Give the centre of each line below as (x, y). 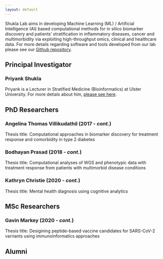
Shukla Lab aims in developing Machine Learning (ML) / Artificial (70, 23)
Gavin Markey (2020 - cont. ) (39, 220)
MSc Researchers (32, 206)
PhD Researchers (32, 110)
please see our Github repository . (38, 49)
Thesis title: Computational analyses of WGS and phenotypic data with (76, 163)
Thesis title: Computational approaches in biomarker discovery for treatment (81, 134)
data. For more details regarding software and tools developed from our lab (80, 44)
